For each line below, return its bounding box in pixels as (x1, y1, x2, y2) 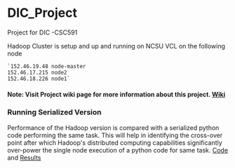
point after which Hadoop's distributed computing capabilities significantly (7, 138, 222, 147)
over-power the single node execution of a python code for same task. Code (7, 146, 229, 154)
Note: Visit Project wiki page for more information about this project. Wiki (7, 90, 226, 98)
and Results (7, 153, 41, 162)
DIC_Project (7, 5, 77, 21)
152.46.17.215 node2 (7, 69, 68, 76)
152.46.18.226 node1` (7, 75, 71, 82)
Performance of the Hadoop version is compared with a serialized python (7, 123, 220, 131)
